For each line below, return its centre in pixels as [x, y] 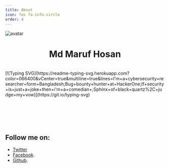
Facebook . [24, 155]
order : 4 [14, 19]
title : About [19, 10]
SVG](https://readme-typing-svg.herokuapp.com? [77, 73]
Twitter [20, 150]
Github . [20, 160]
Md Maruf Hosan [85, 54]
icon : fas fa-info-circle [32, 15]
